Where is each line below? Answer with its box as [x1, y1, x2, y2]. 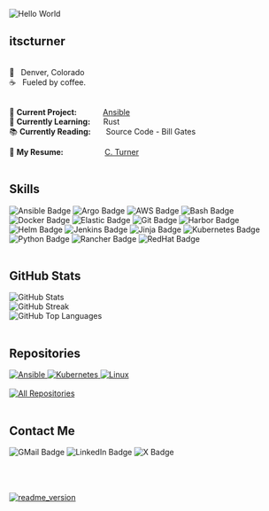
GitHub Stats [9, 268, 81, 283]
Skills [9, 182, 40, 197]
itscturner [9, 34, 65, 49]
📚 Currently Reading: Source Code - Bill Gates [9, 126, 196, 136]
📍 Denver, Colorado [9, 66, 85, 77]
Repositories [9, 345, 81, 360]
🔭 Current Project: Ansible [9, 106, 131, 117]
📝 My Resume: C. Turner [9, 146, 140, 157]
